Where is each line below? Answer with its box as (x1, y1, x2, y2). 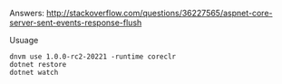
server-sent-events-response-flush (9, 17, 142, 28)
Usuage (9, 35, 39, 45)
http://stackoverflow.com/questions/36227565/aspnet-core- (46, 8, 274, 18)
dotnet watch (9, 68, 59, 77)
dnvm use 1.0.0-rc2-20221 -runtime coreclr (9, 52, 177, 61)
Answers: (9, 8, 45, 18)
